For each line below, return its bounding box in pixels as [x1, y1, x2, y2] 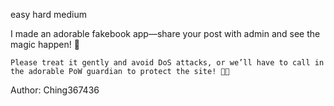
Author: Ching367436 [10, 84, 100, 96]
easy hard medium [10, 9, 87, 20]
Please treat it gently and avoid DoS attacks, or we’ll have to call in [10, 58, 325, 68]
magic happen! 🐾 [10, 39, 80, 50]
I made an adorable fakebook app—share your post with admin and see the [10, 28, 321, 39]
